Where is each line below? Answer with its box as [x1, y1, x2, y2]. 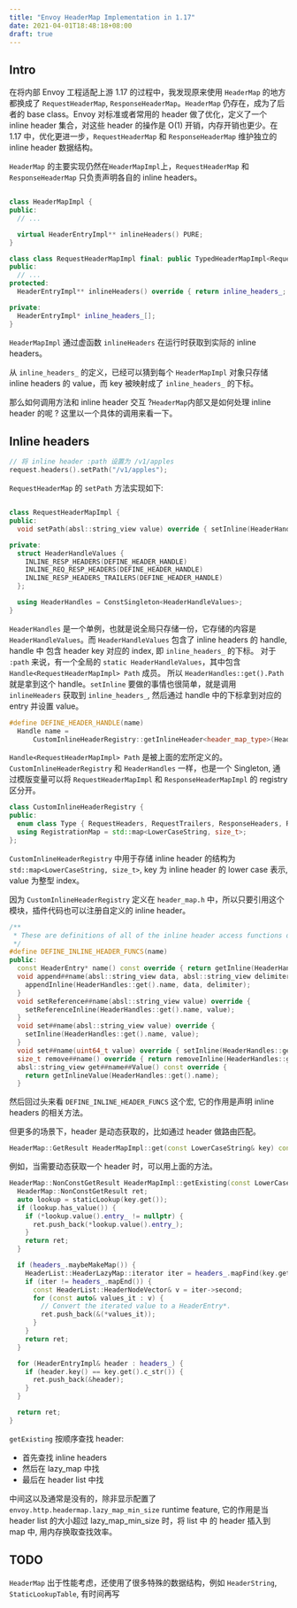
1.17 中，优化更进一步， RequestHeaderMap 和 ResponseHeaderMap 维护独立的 [9, 131, 278, 142]
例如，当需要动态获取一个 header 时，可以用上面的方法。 [9, 1161, 218, 1172]
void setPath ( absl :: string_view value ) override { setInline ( [17, 524, 251, 533]
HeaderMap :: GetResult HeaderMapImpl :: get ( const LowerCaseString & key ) [9, 1144, 275, 1153]
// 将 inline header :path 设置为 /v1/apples [9, 457, 175, 466]
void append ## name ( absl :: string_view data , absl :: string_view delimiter [17, 972, 291, 981]
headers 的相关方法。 [9, 1107, 88, 1118]
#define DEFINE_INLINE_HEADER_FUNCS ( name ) [9, 947, 168, 957]
